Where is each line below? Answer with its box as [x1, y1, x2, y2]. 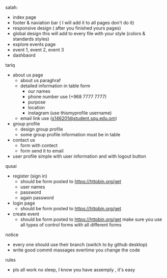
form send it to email [20, 148, 64, 154]
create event [12, 211, 40, 217]
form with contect [20, 142, 58, 148]
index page [12, 14, 37, 20]
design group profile [20, 126, 63, 132]
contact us [12, 137, 36, 143]
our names [27, 88, 51, 94]
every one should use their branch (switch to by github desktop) [12, 242, 148, 247]
